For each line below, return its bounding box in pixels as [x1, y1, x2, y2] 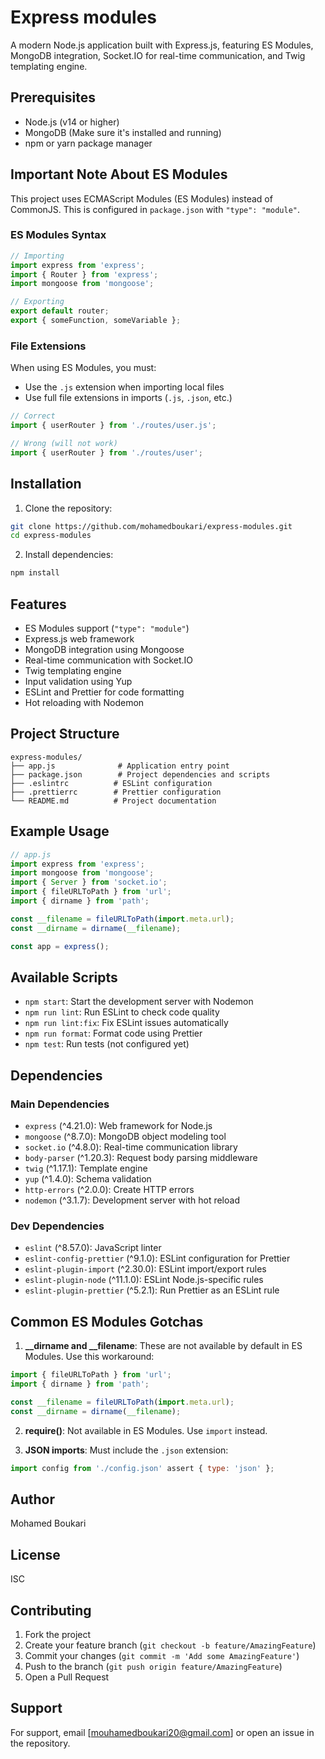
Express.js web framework [24, 633, 135, 645]
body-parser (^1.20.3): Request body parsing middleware [24, 1152, 258, 1164]
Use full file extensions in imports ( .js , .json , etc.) [24, 392, 233, 404]
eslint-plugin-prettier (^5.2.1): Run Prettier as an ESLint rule [24, 1284, 280, 1296]
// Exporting [10, 297, 65, 307]
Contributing [10, 1602, 92, 1619]
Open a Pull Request [24, 1671, 110, 1683]
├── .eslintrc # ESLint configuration [10, 778, 213, 788]
